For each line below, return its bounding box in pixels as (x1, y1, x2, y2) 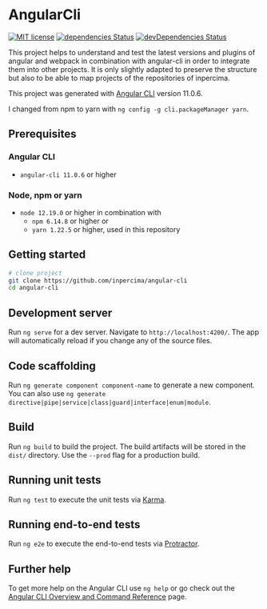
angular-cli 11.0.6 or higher (19, 170, 118, 179)
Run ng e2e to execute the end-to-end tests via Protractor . (8, 539, 200, 549)
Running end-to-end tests (8, 518, 141, 531)
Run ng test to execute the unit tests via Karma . (8, 495, 166, 504)
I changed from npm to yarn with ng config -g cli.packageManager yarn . (8, 104, 249, 114)
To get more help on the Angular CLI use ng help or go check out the (8, 583, 235, 593)
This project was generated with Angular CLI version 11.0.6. (8, 88, 203, 98)
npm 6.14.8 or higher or (31, 216, 110, 226)
